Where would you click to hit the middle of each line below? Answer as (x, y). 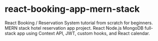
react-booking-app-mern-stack (72, 9)
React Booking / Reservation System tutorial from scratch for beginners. (79, 23)
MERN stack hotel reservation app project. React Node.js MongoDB (74, 28)
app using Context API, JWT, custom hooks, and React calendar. (83, 33)
